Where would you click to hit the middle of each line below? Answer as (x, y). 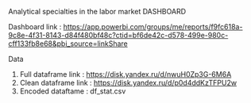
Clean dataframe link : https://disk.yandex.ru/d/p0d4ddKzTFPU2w (128, 83)
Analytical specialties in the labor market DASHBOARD (97, 11)
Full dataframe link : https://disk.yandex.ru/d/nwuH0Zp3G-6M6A (125, 74)
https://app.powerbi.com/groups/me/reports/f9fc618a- (153, 27)
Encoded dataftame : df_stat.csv (73, 91)
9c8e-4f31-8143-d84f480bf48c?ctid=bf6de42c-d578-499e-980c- (118, 35)
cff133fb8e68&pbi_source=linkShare (68, 44)
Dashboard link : (35, 27)
